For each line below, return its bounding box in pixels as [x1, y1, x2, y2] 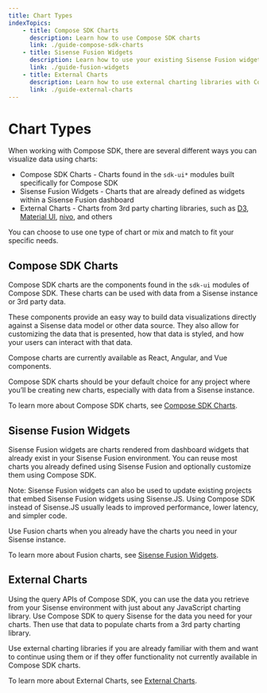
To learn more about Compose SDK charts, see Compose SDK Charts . [8, 401, 238, 410]
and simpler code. [8, 510, 68, 521]
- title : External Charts [22, 71, 109, 79]
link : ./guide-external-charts [29, 85, 133, 94]
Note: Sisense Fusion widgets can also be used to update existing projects [8, 486, 252, 495]
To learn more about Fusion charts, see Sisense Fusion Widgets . [8, 550, 219, 559]
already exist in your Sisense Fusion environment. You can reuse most [8, 453, 238, 463]
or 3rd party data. [8, 297, 66, 307]
